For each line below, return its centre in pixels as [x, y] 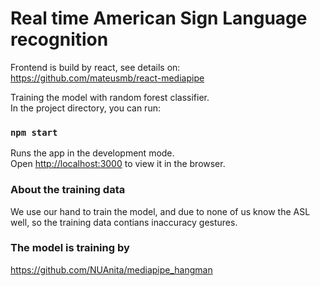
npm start [34, 132]
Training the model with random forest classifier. [110, 97]
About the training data [68, 190]
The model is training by [70, 248]
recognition [59, 39]
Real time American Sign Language [159, 18]
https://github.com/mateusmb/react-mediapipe [107, 78]
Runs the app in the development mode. [92, 153]
